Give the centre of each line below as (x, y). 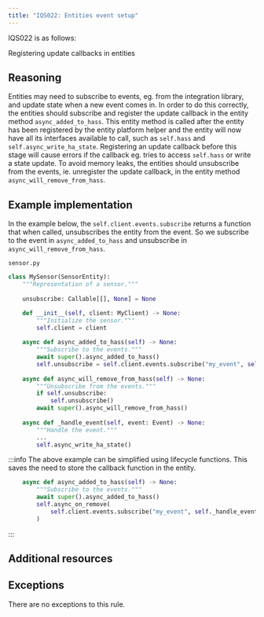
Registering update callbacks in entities (72, 53)
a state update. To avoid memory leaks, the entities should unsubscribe (124, 163)
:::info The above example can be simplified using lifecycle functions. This (128, 460)
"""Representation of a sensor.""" (81, 285)
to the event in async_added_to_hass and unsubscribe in (97, 241)
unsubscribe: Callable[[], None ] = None (89, 299)
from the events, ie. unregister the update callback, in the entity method (124, 172)
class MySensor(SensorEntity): (59, 277)
